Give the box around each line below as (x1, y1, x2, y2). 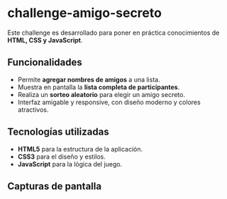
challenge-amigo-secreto (7, 5, 162, 21)
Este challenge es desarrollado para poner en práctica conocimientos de (7, 28, 220, 37)
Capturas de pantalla (7, 180, 101, 192)
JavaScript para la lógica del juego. (17, 159, 123, 168)
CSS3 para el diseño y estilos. (17, 152, 106, 161)
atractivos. (17, 105, 49, 114)
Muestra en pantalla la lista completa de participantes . (17, 83, 180, 91)
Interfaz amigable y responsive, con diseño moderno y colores (17, 98, 201, 106)
